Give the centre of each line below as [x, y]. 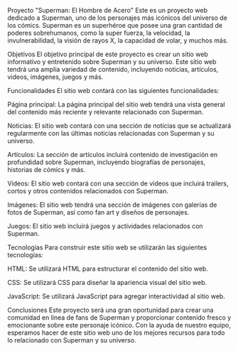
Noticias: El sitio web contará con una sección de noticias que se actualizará [119, 126]
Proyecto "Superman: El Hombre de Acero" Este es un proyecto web [108, 10]
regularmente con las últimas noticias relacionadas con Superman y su [111, 133]
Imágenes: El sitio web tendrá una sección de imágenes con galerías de [112, 205]
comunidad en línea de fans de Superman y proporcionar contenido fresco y [119, 318]
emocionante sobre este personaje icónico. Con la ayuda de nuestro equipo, [119, 325]
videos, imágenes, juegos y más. [55, 77]
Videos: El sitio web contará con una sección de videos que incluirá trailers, [118, 183]
